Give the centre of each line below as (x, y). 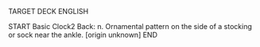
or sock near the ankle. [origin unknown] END (83, 35)
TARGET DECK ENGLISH (49, 11)
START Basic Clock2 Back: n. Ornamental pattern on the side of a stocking (130, 26)
